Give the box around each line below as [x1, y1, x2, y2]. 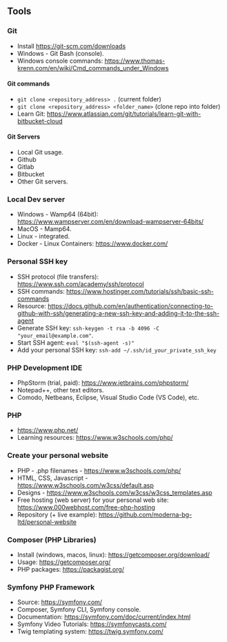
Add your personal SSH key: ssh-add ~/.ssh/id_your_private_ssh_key [17, 345, 217, 354]
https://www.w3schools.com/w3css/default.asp [17, 481, 154, 489]
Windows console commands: [17, 57, 103, 65]
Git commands [7, 79, 50, 88]
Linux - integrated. [17, 232, 70, 241]
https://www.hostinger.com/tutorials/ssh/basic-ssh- [66, 287, 214, 295]
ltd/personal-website [17, 517, 77, 526]
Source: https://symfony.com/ [17, 598, 102, 606]
